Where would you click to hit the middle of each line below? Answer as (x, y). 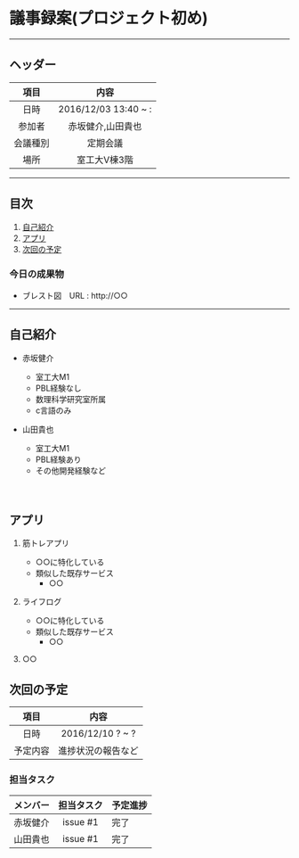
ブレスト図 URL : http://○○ (75, 295)
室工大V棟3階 (105, 160)
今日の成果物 (37, 275)
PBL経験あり (58, 459)
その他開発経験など (71, 470)
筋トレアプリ (45, 543)
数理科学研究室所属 (71, 399)
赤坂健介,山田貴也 (105, 126)
